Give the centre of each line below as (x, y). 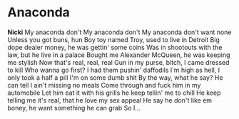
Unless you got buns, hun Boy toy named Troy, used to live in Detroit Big (113, 39)
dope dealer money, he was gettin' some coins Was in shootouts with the (115, 47)
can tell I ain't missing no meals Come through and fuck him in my (104, 85)
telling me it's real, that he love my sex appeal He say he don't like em (110, 100)
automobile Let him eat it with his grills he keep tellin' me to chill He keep (114, 93)
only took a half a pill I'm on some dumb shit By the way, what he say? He (115, 77)
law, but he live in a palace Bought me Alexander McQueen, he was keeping (119, 55)
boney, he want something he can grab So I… (74, 108)
